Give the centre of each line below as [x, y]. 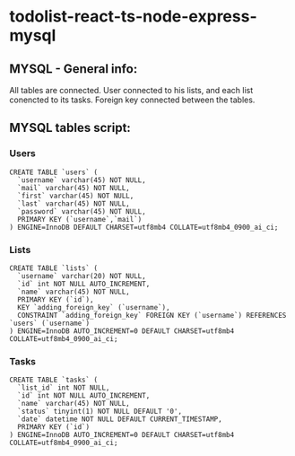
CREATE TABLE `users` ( [54, 172]
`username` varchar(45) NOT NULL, [82, 180]
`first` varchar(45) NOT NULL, [76, 196]
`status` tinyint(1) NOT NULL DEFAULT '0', [100, 412]
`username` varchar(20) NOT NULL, [82, 276]
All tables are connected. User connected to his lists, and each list [131, 90]
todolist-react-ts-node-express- [133, 17]
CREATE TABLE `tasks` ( [54, 380]
